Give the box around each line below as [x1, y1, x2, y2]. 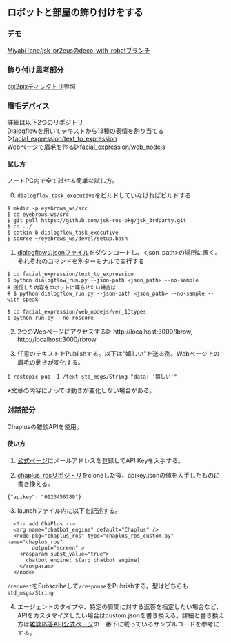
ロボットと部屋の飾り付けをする [7, 6, 143, 19]
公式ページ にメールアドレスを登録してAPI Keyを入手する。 [17, 456, 185, 464]
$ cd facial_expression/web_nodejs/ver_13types [7, 309, 147, 316]
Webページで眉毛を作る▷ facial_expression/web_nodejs [7, 143, 165, 151]
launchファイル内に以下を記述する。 [17, 506, 121, 514]
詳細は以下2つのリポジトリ [7, 118, 84, 127]
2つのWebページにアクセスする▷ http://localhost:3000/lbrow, [17, 327, 193, 336]
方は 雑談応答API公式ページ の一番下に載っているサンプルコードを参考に [17, 619, 220, 628]
